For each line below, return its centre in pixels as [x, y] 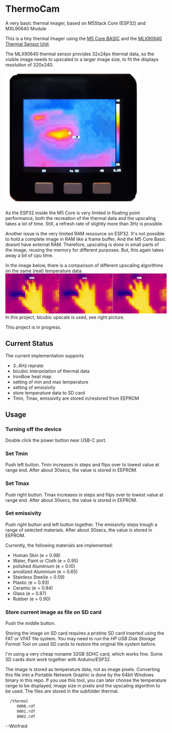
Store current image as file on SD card [53, 612]
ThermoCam [33, 9]
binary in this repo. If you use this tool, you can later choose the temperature [86, 680]
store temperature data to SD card [49, 393]
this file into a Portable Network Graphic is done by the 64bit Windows [80, 675]
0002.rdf [26, 717]
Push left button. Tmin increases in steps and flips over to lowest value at [82, 465]
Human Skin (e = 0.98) [37, 555]
